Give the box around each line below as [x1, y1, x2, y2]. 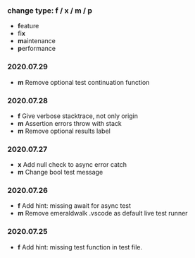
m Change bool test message [17, 168, 103, 177]
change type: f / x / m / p [7, 6, 93, 16]
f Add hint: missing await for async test [17, 201, 132, 210]
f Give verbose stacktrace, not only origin [17, 112, 139, 120]
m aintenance [17, 37, 56, 45]
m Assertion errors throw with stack [17, 119, 122, 127]
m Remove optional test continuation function [17, 78, 150, 86]
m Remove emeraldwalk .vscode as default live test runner [17, 209, 188, 218]
